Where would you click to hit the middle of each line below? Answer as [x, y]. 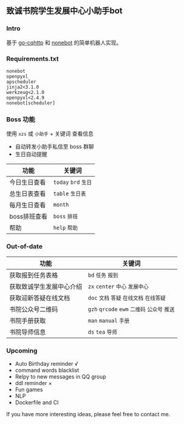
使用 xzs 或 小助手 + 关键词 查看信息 [50, 134]
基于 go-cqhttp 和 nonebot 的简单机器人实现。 [64, 42]
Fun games [29, 389]
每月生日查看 [28, 205]
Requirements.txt [33, 58]
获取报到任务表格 [34, 275]
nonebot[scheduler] [31, 103]
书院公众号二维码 [34, 309]
